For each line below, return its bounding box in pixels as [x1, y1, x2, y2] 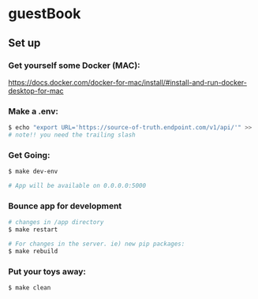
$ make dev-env [8, 167, 58, 176]
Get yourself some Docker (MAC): [8, 60, 140, 71]
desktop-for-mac [8, 86, 65, 95]
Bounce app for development [8, 200, 122, 211]
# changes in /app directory [8, 219, 104, 226]
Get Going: [8, 149, 50, 160]
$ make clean [8, 284, 51, 292]
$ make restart [8, 226, 58, 234]
